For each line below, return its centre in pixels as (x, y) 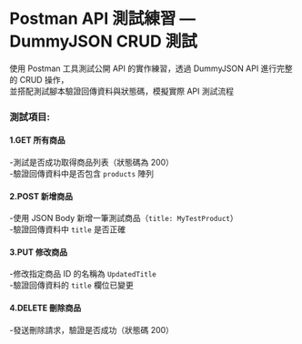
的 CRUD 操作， (39, 79)
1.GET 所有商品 (37, 140)
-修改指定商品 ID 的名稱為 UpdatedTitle (83, 274)
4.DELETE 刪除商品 (45, 308)
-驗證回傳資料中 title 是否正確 (68, 229)
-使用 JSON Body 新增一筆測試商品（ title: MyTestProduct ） (124, 218)
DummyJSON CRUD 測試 (104, 41)
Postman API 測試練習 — (103, 19)
